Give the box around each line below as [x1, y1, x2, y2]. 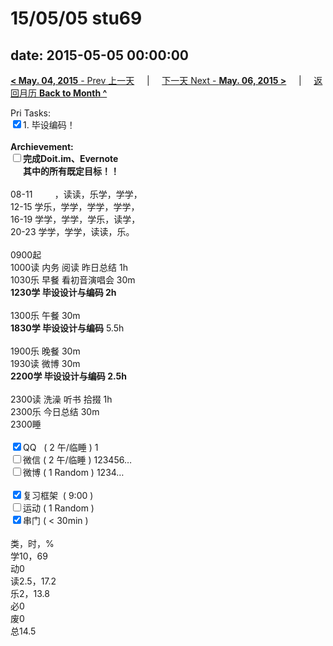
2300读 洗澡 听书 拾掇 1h [10, 393, 113, 405]
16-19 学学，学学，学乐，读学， [10, 213, 141, 225]
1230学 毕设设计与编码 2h [10, 287, 117, 298]
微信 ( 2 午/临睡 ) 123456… [23, 454, 133, 466]
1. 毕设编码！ [23, 119, 76, 131]
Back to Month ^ [38, 87, 108, 99]
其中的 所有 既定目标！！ [22, 165, 120, 177]
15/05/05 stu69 [10, 7, 143, 30]
